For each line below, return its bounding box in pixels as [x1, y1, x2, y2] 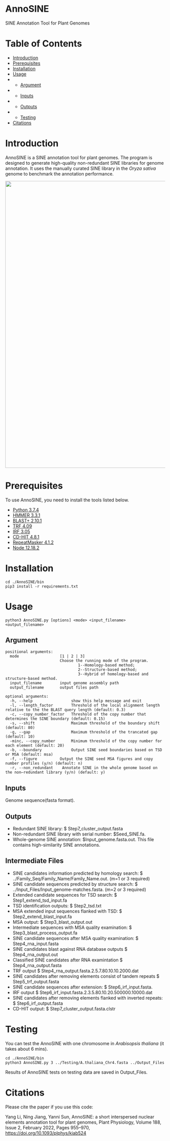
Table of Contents [5, 38, 82, 49]
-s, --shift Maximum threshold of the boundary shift [10, 721, 160, 726]
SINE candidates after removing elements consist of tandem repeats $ [12, 973, 160, 979]
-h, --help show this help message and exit [10, 698, 142, 704]
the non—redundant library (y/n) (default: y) [5, 770, 106, 775]
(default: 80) [5, 725, 36, 730]
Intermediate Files [5, 856, 64, 865]
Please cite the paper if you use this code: [5, 1104, 93, 1110]
